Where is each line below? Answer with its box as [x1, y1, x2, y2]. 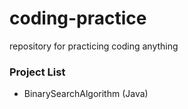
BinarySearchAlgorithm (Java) [23, 88, 149, 100]
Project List [9, 65, 66, 79]
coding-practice [9, 7, 147, 30]
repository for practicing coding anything [9, 40, 179, 52]
